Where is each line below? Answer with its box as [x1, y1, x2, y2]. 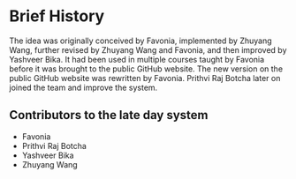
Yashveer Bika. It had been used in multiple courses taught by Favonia [9, 54, 265, 64]
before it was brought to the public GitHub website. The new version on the [9, 63, 284, 74]
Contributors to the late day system [9, 108, 209, 123]
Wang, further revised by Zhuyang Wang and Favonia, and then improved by [9, 44, 287, 55]
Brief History [9, 6, 105, 26]
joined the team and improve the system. [9, 82, 158, 93]
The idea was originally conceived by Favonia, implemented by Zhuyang [9, 35, 272, 46]
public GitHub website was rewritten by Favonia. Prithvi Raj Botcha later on [9, 72, 281, 83]
